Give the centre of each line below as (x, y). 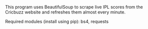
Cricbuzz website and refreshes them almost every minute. (65, 12)
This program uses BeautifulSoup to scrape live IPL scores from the (74, 7)
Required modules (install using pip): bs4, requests (57, 22)
